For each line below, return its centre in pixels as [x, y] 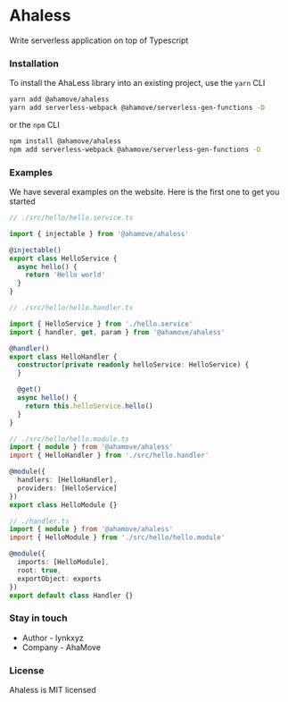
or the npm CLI [34, 124]
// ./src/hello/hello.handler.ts [71, 308]
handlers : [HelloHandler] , [67, 480]
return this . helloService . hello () [89, 406]
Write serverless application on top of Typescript [99, 40]
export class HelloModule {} [63, 505]
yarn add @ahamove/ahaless [59, 99]
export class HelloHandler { [63, 357]
